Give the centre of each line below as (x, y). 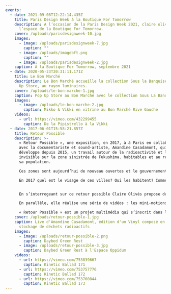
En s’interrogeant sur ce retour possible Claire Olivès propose (89, 194)
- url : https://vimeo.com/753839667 (58, 260)
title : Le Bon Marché (37, 77)
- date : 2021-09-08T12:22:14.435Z (46, 15)
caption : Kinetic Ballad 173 (54, 284)
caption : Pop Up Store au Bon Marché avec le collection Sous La (85, 95)
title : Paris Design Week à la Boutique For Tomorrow (73, 19)
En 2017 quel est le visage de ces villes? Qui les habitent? (86, 180)
